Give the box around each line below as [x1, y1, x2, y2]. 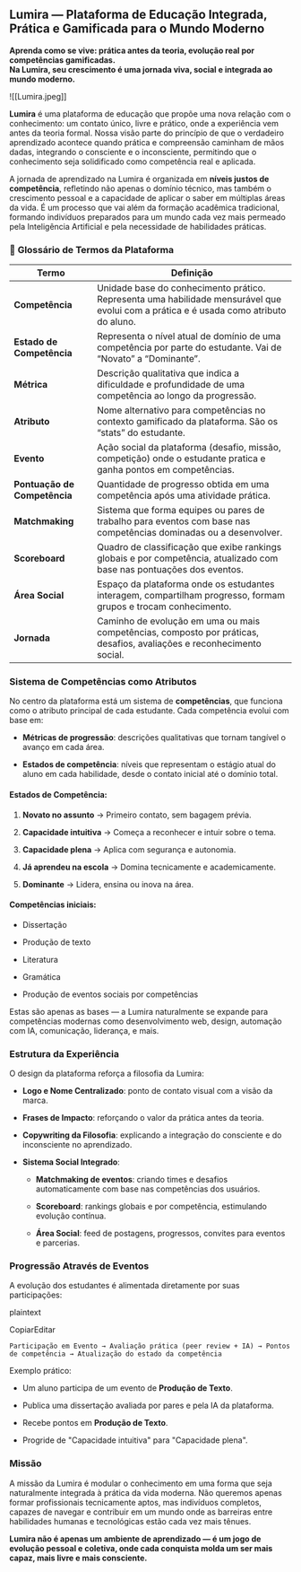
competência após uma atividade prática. [97, 489, 271, 502]
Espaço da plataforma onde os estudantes [97, 578, 275, 590]
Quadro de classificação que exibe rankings [97, 541, 282, 554]
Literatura [21, 954, 58, 965]
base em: [9, 715, 44, 726]
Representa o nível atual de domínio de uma [97, 330, 281, 343]
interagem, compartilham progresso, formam [97, 589, 286, 602]
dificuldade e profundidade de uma [97, 379, 245, 391]
